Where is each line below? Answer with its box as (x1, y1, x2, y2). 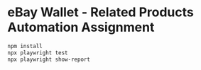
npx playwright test (7, 49, 69, 57)
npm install (7, 42, 43, 49)
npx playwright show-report (7, 56, 91, 63)
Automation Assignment (7, 19, 155, 35)
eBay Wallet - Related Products (7, 4, 194, 21)
